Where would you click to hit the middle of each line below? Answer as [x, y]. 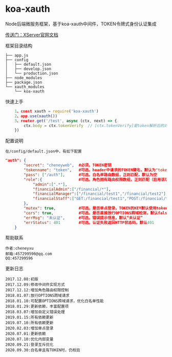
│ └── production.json [32, 73]
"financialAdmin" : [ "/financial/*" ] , [72, 189]
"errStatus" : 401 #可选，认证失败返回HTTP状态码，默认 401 [89, 222]
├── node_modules [24, 78]
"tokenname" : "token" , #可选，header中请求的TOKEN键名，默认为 [90, 170]
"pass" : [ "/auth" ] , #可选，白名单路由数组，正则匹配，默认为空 [91, 175]
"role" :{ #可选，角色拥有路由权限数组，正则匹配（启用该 [94, 180]
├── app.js [17, 55]
